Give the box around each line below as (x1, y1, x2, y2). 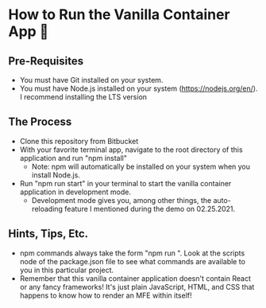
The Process (8, 115, 72, 129)
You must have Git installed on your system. (19, 76, 164, 84)
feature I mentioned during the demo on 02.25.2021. (64, 204, 236, 213)
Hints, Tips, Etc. (8, 227, 89, 240)
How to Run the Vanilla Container (8, 6, 230, 24)
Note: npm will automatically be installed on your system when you (31, 162, 251, 171)
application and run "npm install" (19, 153, 127, 162)
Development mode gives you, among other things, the (31, 195, 212, 205)
